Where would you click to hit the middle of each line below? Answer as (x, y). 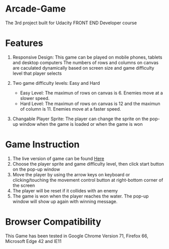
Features (24, 43)
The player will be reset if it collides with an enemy (65, 190)
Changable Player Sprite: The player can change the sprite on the (80, 119)
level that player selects (37, 73)
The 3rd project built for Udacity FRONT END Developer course (71, 23)
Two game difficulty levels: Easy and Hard (56, 83)
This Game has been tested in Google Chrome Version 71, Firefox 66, (77, 236)
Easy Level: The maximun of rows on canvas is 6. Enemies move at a (91, 93)
